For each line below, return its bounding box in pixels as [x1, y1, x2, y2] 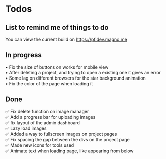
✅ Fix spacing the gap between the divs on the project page [5, 136, 130, 142]
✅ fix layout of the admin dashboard [5, 119, 80, 126]
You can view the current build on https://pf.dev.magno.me [5, 36, 127, 42]
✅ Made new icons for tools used [5, 142, 74, 148]
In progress [5, 51, 42, 59]
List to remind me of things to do [5, 23, 109, 32]
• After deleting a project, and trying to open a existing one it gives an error [5, 69, 161, 75]
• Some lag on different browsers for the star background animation [5, 75, 146, 81]
